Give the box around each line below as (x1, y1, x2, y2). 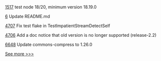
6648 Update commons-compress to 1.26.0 (5, 42, 93, 47)
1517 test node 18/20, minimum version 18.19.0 (5, 4, 97, 10)
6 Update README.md (5, 14, 50, 19)
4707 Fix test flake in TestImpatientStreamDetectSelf (5, 23, 111, 29)
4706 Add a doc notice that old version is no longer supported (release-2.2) (5, 32, 157, 38)
